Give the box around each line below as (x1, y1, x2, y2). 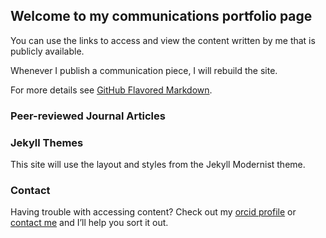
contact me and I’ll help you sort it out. (10, 217, 169, 229)
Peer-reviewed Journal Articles (10, 109, 166, 123)
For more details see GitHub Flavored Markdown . (10, 84, 213, 96)
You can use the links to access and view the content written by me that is (10, 34, 316, 46)
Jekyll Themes (10, 135, 84, 149)
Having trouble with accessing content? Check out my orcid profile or (10, 206, 297, 218)
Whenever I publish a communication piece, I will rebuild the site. (10, 64, 278, 76)
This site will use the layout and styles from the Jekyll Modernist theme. (10, 159, 306, 171)
